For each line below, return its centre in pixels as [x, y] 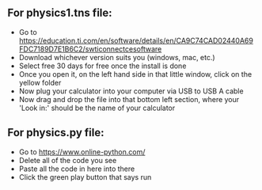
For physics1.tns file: [60, 13]
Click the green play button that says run [85, 177]
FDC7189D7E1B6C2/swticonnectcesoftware [90, 49]
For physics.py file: [56, 133]
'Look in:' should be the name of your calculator [97, 108]
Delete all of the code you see [68, 160]
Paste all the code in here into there [77, 169]
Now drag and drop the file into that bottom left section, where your [129, 99]
